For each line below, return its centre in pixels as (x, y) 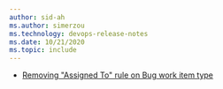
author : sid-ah (37, 17)
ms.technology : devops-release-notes (79, 33)
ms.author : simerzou (47, 26)
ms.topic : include (43, 50)
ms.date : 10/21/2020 (47, 42)
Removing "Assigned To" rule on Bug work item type (118, 75)
